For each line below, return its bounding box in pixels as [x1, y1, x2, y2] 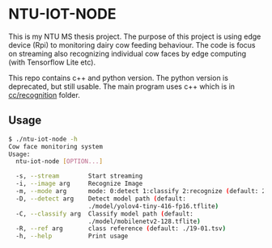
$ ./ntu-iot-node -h [8, 135, 79, 143]
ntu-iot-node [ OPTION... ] [15, 158, 104, 166]
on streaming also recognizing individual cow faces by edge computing [8, 48, 247, 58]
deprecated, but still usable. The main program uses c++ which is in [8, 82, 236, 91]
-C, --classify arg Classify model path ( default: [15, 209, 194, 218]
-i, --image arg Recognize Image [15, 179, 143, 188]
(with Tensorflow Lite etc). [8, 57, 96, 67]
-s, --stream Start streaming [15, 172, 143, 180]
